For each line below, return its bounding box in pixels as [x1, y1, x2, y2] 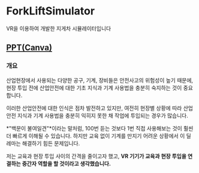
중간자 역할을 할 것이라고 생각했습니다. [22, 160, 111, 167]
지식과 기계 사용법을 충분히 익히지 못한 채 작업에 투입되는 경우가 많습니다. [17, 112, 189, 119]
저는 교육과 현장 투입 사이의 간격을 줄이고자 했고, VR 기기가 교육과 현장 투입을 [6, 152, 187, 160]
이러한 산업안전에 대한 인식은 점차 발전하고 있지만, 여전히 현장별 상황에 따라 [6, 104, 182, 112]
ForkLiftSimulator [6, 4, 95, 18]
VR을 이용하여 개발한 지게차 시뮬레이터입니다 [6, 25, 111, 32]
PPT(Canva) [6, 43, 53, 53]
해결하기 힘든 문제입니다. [22, 139, 80, 147]
